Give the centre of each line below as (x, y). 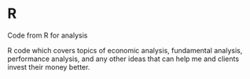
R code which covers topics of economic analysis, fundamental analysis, (125, 50)
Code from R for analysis (48, 35)
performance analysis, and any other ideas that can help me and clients (123, 59)
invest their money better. (49, 66)
